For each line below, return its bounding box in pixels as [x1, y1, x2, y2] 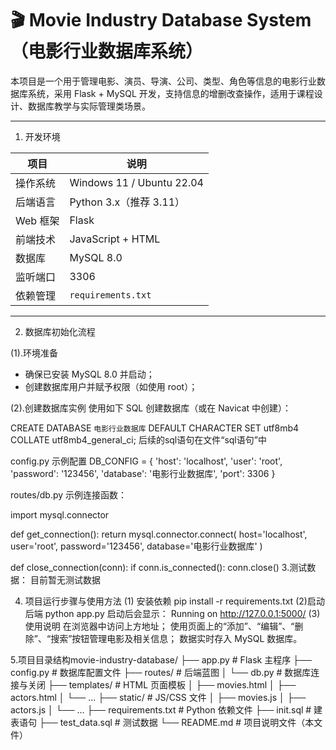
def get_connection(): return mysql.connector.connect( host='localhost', [10, 528, 308, 540]
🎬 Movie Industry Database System [10, 9, 312, 32]
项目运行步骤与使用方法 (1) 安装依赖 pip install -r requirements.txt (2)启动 [24, 595, 325, 607]
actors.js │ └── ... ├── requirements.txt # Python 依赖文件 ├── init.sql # [10, 703, 312, 716]
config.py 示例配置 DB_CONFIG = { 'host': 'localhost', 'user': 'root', [10, 455, 283, 467]
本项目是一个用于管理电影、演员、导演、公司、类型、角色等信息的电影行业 [10, 75, 317, 87]
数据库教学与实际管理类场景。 [27, 100, 151, 112]
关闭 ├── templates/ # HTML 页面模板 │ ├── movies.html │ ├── [27, 678, 297, 691]
